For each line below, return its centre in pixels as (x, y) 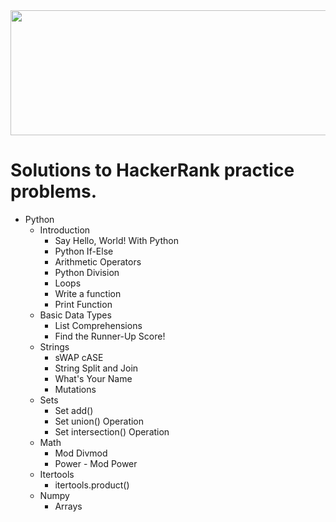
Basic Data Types (75, 315)
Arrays (68, 506)
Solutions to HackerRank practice (152, 170)
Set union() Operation (99, 421)
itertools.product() (92, 485)
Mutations (75, 389)
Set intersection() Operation (112, 431)
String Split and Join (96, 368)
